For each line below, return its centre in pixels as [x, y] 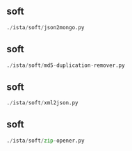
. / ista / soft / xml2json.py [42, 103]
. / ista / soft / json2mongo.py [46, 27]
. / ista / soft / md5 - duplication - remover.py [66, 65]
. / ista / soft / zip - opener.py [46, 141]
